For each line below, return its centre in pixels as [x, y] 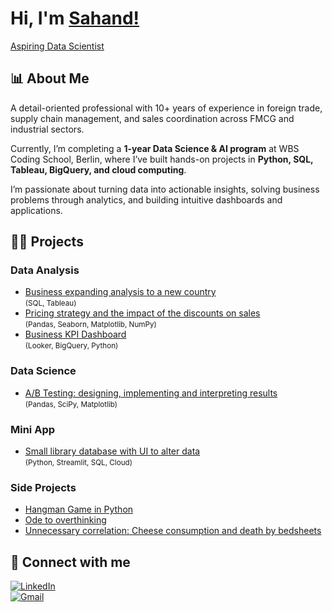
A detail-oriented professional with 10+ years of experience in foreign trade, [166, 108]
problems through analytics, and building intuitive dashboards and [146, 199]
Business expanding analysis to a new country [120, 292]
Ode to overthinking [65, 520]
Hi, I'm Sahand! [75, 18]
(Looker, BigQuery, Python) [71, 346]
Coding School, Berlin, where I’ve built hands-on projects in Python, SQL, [162, 159]
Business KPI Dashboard [75, 334]
